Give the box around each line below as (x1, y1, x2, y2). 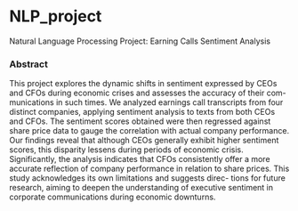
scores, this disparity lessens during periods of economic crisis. (9, 144, 244, 155)
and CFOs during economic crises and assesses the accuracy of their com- (9, 87, 286, 99)
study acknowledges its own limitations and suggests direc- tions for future (9, 173, 286, 183)
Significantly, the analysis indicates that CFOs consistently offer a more (9, 154, 270, 165)
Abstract (9, 58, 49, 70)
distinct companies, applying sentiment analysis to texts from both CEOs (9, 107, 276, 118)
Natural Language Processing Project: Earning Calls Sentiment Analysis (9, 36, 271, 46)
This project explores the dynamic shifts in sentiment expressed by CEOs (9, 78, 278, 89)
